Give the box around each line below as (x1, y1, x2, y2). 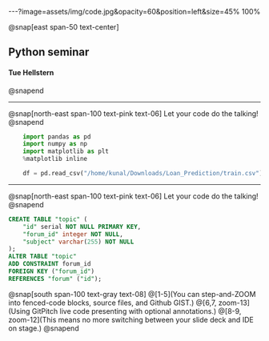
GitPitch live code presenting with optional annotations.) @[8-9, (31, 306, 242, 315)
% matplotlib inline (22, 155, 88, 163)
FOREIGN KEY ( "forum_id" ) (8, 267, 94, 275)
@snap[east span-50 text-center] (8, 22, 119, 31)
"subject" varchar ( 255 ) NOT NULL (22, 238, 134, 246)
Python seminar (8, 46, 90, 59)
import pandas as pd (22, 132, 91, 141)
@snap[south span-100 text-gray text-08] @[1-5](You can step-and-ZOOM (8, 289, 256, 299)
